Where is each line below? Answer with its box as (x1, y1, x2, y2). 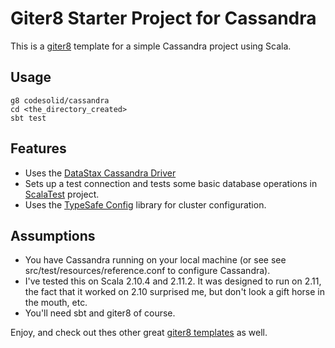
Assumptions (10, 227, 96, 244)
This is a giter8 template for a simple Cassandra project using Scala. (10, 40, 292, 52)
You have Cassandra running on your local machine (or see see (24, 254, 287, 266)
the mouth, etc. (24, 297, 88, 309)
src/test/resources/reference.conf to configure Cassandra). (24, 265, 271, 277)
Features (10, 140, 67, 157)
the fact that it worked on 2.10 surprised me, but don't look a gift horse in (24, 286, 325, 298)
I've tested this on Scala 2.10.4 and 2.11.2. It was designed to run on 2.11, (24, 275, 322, 287)
